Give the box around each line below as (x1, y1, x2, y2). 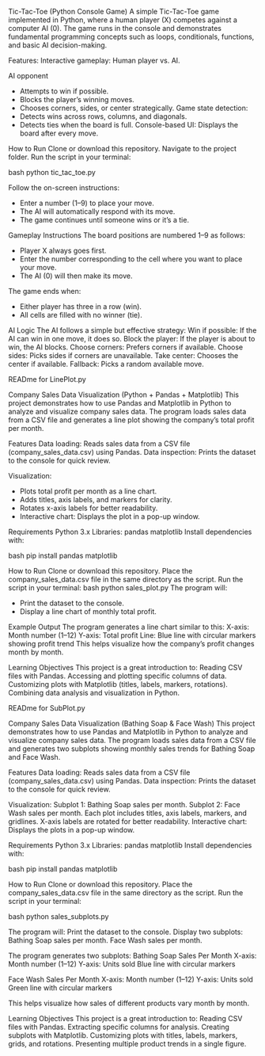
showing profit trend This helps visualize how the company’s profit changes (8, 639, 255, 648)
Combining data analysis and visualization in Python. (8, 688, 180, 697)
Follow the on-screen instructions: (8, 183, 120, 193)
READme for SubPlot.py (8, 703, 85, 712)
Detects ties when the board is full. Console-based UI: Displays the (19, 120, 239, 129)
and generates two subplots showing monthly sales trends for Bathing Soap (8, 744, 256, 753)
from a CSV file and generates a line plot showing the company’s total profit (8, 415, 255, 425)
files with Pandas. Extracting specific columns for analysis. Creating (8, 1022, 229, 1031)
